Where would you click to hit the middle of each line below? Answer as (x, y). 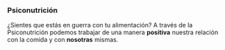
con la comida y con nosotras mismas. (63, 40)
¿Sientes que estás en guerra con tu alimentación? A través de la (100, 25)
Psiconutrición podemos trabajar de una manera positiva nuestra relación (113, 32)
